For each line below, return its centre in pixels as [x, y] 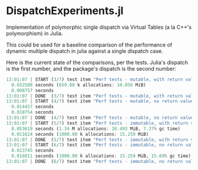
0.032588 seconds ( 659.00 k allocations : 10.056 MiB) [79, 85]
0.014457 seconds [33, 107]
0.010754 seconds [33, 112]
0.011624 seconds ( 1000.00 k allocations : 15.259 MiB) [80, 134]
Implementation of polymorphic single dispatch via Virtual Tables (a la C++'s [99, 27]
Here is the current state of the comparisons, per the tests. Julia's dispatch [97, 62]
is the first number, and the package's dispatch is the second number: [91, 68]
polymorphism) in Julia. [34, 33]
